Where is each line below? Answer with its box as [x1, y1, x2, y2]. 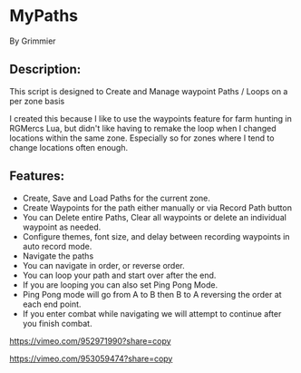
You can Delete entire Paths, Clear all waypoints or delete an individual [22, 211, 287, 222]
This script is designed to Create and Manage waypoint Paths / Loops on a [9, 85, 288, 96]
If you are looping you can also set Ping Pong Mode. [22, 279, 218, 290]
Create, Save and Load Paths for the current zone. [22, 192, 211, 203]
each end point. [22, 299, 82, 309]
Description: [9, 62, 82, 77]
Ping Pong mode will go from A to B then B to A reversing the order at [22, 289, 283, 299]
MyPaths [9, 5, 79, 26]
